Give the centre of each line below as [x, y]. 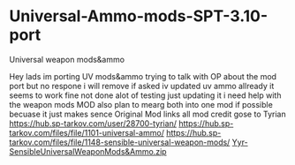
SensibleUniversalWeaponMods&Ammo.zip [88, 151]
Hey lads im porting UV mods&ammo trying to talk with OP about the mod [143, 76]
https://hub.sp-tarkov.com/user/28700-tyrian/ [93, 123]
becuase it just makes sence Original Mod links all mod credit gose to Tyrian [147, 114]
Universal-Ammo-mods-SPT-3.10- [139, 16]
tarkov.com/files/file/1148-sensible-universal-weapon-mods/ [120, 142]
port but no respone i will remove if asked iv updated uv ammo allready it [142, 86]
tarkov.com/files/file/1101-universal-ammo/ [87, 132]
